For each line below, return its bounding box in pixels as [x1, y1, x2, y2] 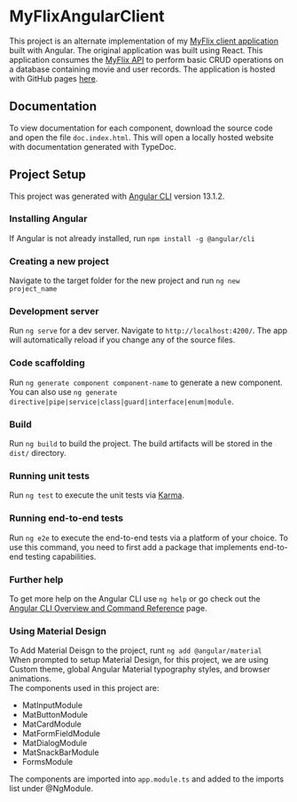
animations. [9, 673, 51, 684]
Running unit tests [9, 469, 90, 482]
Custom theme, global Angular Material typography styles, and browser [9, 664, 270, 675]
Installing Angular [9, 213, 88, 225]
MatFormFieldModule [21, 728, 100, 739]
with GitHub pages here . [9, 73, 98, 83]
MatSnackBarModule [21, 747, 99, 758]
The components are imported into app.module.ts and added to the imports [9, 774, 285, 784]
